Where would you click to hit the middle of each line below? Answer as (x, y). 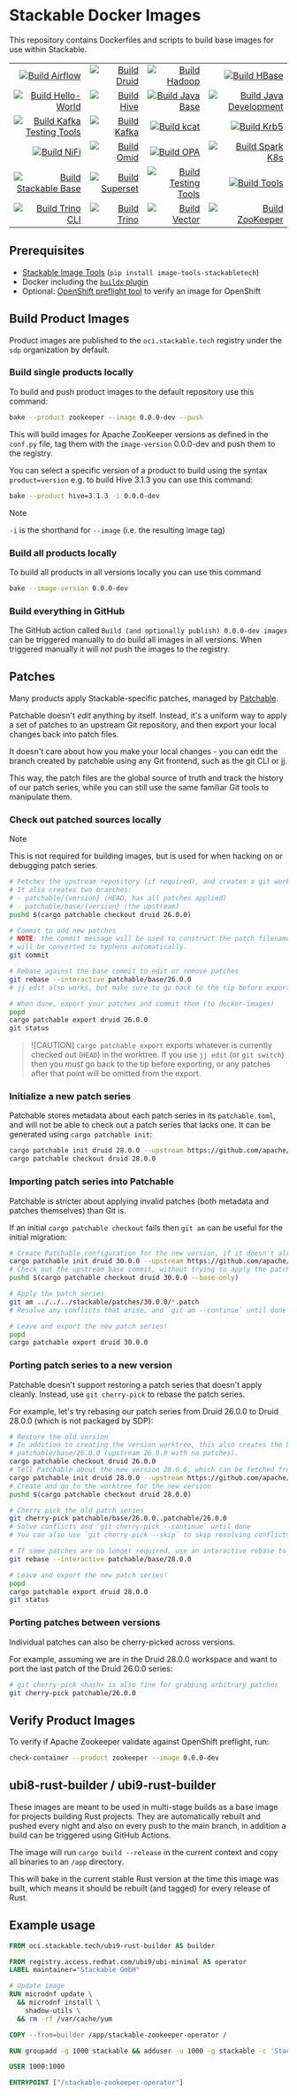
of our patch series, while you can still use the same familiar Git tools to (139, 787)
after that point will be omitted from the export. (116, 1074)
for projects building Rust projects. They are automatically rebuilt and (135, 1816)
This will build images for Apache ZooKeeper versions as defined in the (139, 434)
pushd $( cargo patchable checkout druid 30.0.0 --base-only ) (124, 1278)
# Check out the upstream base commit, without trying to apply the (138, 1270)
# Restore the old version (59, 1437)
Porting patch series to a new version (91, 1366)
